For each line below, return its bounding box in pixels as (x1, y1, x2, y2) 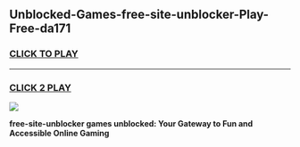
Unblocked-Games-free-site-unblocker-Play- (9, 7, 270, 22)
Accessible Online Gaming (9, 127, 110, 138)
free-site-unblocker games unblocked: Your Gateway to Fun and (9, 118, 254, 128)
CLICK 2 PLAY (9, 81, 71, 94)
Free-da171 (9, 21, 71, 37)
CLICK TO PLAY (9, 48, 79, 61)
